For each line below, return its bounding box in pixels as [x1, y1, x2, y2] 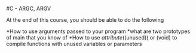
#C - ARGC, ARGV [6, 5, 51, 12]
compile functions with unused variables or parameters [6, 41, 142, 47]
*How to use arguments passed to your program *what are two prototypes [6, 28, 191, 35]
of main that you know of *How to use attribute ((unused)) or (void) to [6, 34, 177, 41]
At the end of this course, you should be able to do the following [6, 16, 164, 23]
